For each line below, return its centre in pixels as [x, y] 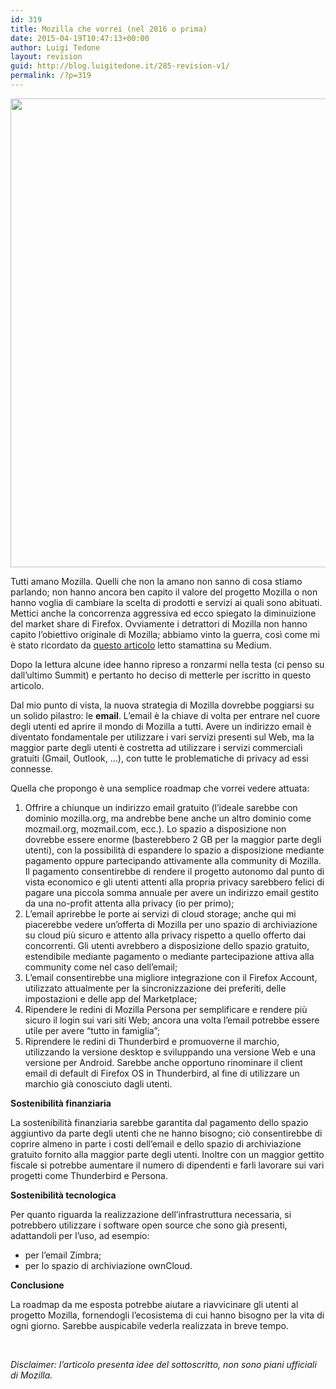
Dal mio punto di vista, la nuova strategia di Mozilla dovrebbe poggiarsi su [162, 705]
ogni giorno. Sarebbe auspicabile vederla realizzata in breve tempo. [149, 1325]
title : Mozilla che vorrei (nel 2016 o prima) [109, 29]
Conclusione [37, 1285]
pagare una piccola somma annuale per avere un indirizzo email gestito [171, 892]
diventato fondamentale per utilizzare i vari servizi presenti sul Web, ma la [162, 737]
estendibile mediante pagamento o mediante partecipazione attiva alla [169, 956]
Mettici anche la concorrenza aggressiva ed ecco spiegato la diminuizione [163, 613]
